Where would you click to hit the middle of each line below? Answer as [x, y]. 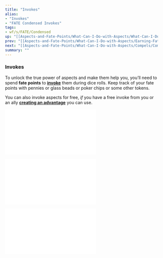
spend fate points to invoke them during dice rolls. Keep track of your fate [80, 82]
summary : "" [17, 50]
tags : [10, 28]
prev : [10, 41]
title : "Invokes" [23, 9]
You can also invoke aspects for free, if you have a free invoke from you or [80, 97]
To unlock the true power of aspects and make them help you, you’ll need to [81, 78]
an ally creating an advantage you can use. [49, 102]
